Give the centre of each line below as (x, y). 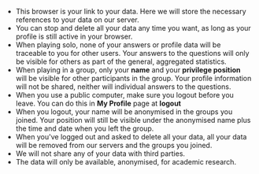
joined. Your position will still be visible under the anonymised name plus (133, 120)
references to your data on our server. (77, 20)
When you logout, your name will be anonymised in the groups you (124, 112)
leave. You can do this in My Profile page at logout (98, 103)
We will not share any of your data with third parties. (100, 154)
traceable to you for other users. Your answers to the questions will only (132, 53)
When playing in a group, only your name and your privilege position (128, 70)
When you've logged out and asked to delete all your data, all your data (131, 137)
